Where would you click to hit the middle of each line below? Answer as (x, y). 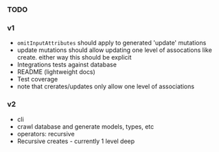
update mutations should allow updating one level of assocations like (115, 50)
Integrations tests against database (67, 65)
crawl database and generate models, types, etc (85, 126)
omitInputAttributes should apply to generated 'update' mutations (112, 43)
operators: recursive (46, 134)
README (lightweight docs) (56, 72)
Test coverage (37, 79)
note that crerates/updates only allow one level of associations (105, 86)
